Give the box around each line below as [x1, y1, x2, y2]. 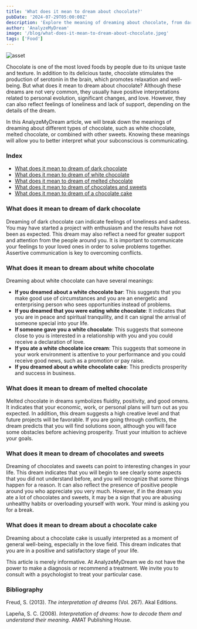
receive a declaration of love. [14, 338, 85, 345]
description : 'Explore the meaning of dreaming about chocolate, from [6, 19, 182, 25]
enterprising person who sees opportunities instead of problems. [14, 300, 172, 308]
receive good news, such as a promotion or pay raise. [14, 357, 145, 364]
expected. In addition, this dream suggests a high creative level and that [6, 410, 180, 417]
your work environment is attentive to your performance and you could [14, 350, 186, 358]
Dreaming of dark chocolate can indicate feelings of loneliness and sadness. [6, 218, 191, 225]
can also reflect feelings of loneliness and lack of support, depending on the [6, 101, 191, 107]
